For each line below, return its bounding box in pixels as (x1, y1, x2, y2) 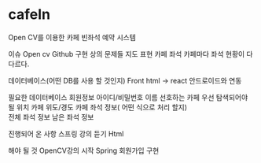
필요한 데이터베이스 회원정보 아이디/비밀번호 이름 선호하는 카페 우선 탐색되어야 (8, 92, 248, 102)
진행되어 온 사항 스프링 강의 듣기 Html (8, 128, 124, 139)
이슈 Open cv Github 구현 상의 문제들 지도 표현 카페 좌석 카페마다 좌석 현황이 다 (8, 49, 253, 58)
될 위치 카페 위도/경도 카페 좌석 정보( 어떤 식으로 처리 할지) (8, 102, 187, 112)
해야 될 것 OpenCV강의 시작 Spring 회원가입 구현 (8, 146, 160, 155)
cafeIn (8, 6, 51, 24)
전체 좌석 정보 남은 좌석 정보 (8, 112, 94, 121)
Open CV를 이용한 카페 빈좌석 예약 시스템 (8, 32, 136, 42)
